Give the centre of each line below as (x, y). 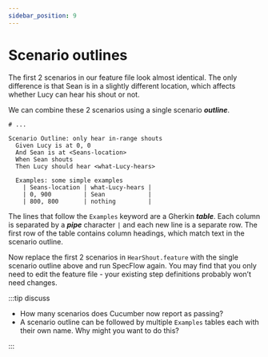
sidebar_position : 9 (43, 16)
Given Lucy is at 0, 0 (53, 145)
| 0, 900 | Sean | (87, 194)
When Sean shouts (44, 159)
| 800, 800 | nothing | (87, 201)
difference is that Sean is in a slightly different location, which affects (122, 85)
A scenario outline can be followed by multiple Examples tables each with (139, 322)
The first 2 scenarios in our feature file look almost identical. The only (123, 77)
